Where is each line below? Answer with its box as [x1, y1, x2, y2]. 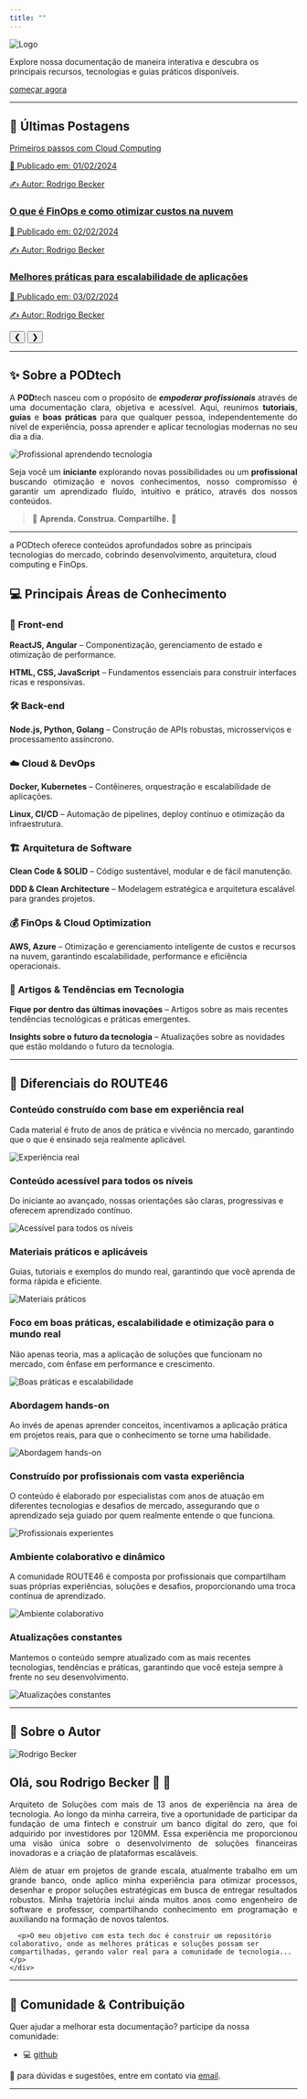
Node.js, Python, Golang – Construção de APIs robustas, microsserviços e [9, 724, 292, 735]
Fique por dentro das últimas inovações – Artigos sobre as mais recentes [9, 1004, 289, 1015]
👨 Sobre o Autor [9, 1724, 101, 1740]
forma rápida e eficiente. [9, 1276, 102, 1287]
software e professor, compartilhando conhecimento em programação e [9, 1904, 298, 1915]
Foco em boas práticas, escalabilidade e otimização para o [9, 1317, 275, 1330]
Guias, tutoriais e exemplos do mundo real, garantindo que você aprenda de [9, 1267, 296, 1277]
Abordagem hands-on [9, 1399, 110, 1412]
